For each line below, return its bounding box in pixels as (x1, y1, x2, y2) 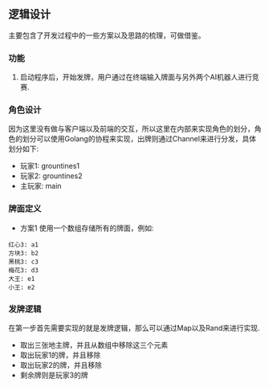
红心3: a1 (8, 240, 39, 249)
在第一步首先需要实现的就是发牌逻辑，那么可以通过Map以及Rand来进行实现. (8, 324, 260, 332)
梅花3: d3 (8, 266, 39, 275)
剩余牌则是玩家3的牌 (19, 370, 88, 380)
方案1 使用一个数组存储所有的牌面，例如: (19, 223, 154, 233)
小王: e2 (8, 283, 35, 291)
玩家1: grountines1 (19, 161, 80, 171)
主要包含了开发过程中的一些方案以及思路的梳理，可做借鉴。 (8, 31, 206, 40)
